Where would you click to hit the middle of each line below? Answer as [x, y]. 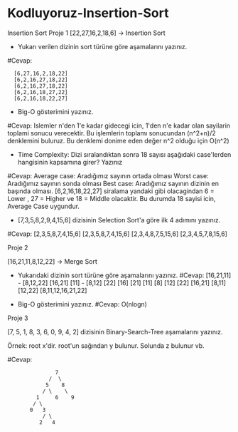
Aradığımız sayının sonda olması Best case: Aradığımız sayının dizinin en [113, 183]
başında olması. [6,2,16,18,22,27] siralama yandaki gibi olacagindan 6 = [111, 191]
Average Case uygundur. [44, 206]
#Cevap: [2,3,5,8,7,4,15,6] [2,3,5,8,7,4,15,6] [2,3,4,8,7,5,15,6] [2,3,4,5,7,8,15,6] [117, 234]
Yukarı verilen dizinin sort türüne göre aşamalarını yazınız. [102, 46]
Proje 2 [18, 247]
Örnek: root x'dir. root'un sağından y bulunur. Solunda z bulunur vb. [106, 345]
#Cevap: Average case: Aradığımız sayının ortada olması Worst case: [108, 175]
